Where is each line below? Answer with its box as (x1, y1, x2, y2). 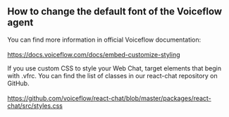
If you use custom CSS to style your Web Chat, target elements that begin (7, 63, 222, 73)
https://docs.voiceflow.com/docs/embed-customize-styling (7, 50, 180, 58)
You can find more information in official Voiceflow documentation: (7, 35, 202, 44)
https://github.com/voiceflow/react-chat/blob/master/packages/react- (7, 94, 211, 102)
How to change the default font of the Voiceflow (7, 6, 223, 18)
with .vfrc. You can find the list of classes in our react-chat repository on (7, 71, 218, 80)
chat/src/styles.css (7, 101, 63, 110)
